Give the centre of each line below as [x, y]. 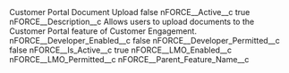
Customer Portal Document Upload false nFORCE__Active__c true [130, 12]
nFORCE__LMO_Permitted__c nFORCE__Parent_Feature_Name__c [129, 59]
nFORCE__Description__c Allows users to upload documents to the [132, 21]
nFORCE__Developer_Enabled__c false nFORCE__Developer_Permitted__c [144, 41]
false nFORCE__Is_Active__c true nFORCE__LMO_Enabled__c [121, 50]
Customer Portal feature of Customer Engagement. [103, 31]
